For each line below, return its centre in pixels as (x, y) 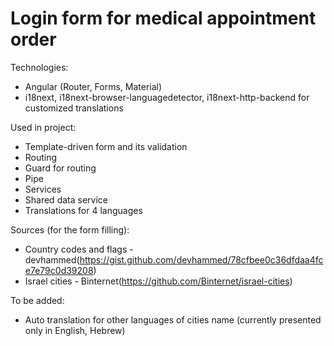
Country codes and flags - (79, 249)
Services (43, 189)
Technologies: (39, 67)
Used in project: (43, 127)
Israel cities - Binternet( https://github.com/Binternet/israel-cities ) (158, 281)
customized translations (74, 108)
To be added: (37, 300)
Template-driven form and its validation (106, 146)
